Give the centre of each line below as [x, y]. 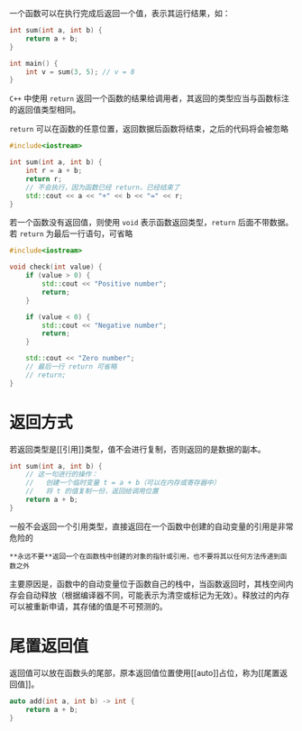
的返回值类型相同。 [45, 110]
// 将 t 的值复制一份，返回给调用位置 [92, 491]
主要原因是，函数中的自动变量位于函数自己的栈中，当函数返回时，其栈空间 [147, 583]
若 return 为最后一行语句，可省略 [71, 233]
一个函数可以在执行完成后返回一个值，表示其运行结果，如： [120, 13]
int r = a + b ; [54, 170]
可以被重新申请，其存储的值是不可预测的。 [88, 606]
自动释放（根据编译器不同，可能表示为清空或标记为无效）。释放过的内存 [157, 595]
